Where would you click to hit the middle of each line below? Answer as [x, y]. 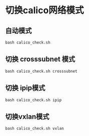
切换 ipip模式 [25, 88]
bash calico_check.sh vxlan [35, 129]
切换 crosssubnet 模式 [40, 59]
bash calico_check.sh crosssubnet [41, 71]
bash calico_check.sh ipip [33, 100]
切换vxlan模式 [27, 117]
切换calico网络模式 [44, 10]
